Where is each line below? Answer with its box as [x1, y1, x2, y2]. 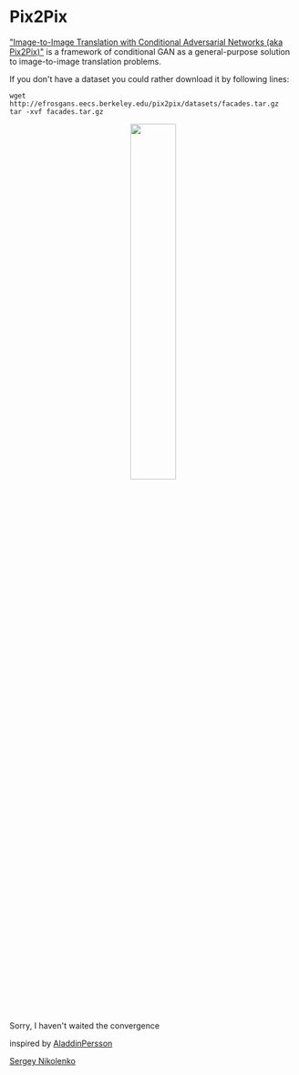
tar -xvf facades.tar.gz [9, 107, 104, 116]
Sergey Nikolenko [9, 1055, 76, 1066]
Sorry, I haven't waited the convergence [9, 1019, 160, 1031]
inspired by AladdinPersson [9, 1038, 113, 1049]
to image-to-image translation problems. [9, 56, 161, 67]
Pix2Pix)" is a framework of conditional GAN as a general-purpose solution [9, 46, 291, 57]
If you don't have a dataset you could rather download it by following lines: [9, 73, 290, 84]
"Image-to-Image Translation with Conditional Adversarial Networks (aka [9, 36, 284, 47]
